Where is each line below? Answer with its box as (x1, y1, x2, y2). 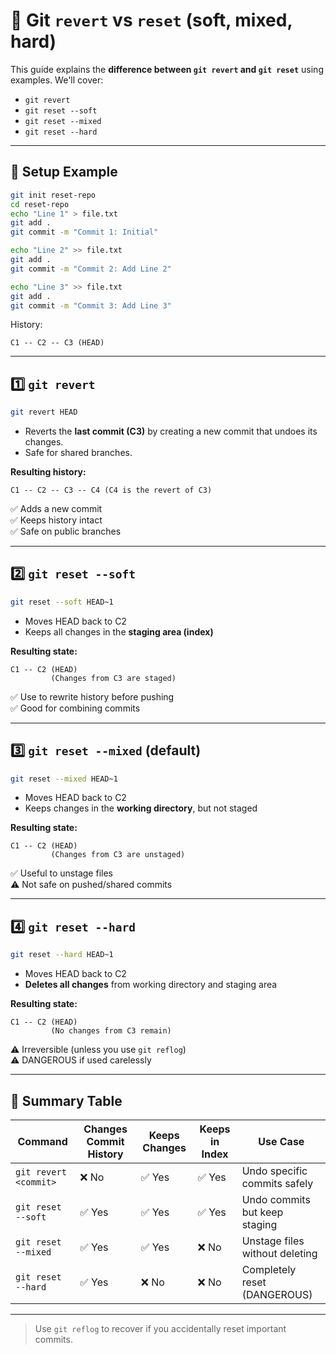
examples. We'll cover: (10, 74, 104, 86)
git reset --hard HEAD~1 (10, 950, 114, 960)
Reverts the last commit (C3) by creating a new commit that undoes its (24, 425, 318, 438)
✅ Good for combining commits (10, 702, 141, 714)
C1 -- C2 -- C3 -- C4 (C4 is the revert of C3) (10, 485, 213, 496)
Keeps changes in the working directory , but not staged (24, 802, 258, 814)
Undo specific (241, 1164, 308, 1178)
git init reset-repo (10, 190, 97, 200)
